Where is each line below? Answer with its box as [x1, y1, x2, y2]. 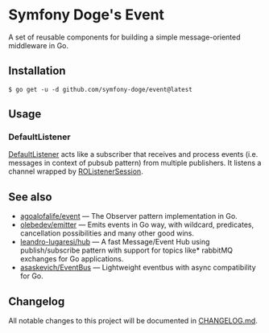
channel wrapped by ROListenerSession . [8, 166, 143, 176]
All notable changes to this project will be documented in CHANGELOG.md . [8, 316, 258, 326]
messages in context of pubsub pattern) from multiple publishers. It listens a [8, 158, 262, 168]
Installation [8, 64, 66, 78]
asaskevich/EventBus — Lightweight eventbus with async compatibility [19, 263, 256, 273]
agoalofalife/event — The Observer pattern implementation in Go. [19, 212, 238, 221]
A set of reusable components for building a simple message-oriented [8, 32, 241, 42]
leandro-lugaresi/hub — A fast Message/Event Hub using [19, 237, 210, 247]
